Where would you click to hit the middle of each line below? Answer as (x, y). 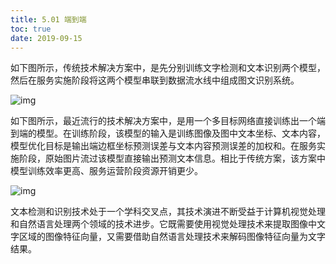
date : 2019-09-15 (46, 38)
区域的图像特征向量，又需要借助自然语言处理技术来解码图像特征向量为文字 (172, 237)
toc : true (31, 29)
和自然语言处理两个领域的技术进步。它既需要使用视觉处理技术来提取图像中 (163, 224)
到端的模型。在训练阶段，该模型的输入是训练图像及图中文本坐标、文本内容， (168, 133)
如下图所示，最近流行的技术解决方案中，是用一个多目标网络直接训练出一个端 (168, 121)
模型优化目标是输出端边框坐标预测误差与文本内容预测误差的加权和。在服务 (163, 146)
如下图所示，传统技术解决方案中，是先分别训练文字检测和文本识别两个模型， (168, 68)
